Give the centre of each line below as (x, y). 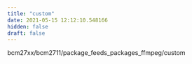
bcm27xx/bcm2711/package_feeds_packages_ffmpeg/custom (96, 53)
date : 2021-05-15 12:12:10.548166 (58, 20)
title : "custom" (31, 14)
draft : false (26, 33)
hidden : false (28, 26)
